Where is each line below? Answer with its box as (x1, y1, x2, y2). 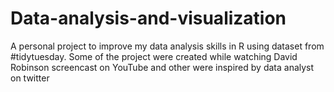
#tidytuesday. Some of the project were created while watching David (10, 50, 298, 62)
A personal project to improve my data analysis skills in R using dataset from (10, 40, 325, 52)
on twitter (10, 72, 50, 84)
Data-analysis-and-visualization (10, 7, 287, 30)
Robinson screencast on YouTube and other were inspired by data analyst (10, 61, 315, 73)
